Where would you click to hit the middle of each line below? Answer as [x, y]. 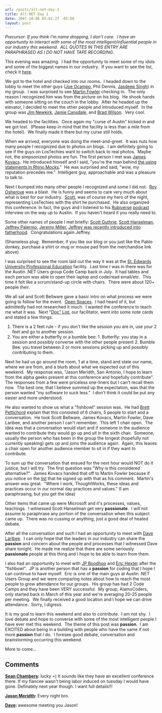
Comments [22, 664]
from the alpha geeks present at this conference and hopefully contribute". [79, 377]
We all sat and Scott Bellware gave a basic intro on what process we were [79, 297]
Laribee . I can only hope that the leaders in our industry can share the [75, 538]
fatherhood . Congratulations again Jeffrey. [48, 232]
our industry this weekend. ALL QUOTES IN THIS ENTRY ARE [66, 47]
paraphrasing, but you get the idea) [40, 494]
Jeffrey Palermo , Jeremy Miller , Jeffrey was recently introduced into [73, 227]
